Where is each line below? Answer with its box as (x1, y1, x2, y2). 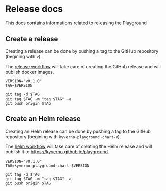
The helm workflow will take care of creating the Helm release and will (5, 143, 152, 149)
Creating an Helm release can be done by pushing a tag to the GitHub (5, 128, 151, 134)
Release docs (5, 3, 63, 15)
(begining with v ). (5, 53, 42, 59)
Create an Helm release (5, 115, 81, 123)
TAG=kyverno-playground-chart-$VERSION (5, 163, 90, 168)
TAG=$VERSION (5, 83, 33, 88)
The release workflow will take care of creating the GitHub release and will (5, 63, 161, 69)
